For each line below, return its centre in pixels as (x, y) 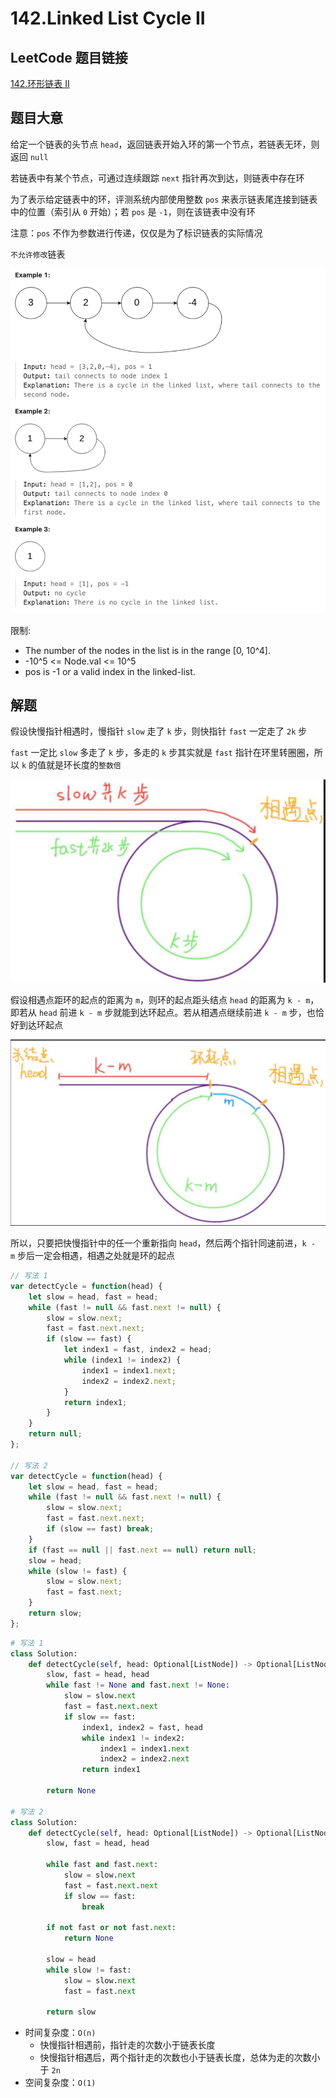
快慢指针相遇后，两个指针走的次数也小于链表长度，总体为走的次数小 (180, 2058)
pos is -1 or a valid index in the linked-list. (110, 671)
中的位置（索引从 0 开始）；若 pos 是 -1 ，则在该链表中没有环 (133, 211)
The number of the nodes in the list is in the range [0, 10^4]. (148, 650)
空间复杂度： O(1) (60, 2083)
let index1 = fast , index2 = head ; (138, 1350)
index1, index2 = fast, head (142, 1727)
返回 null (29, 156)
